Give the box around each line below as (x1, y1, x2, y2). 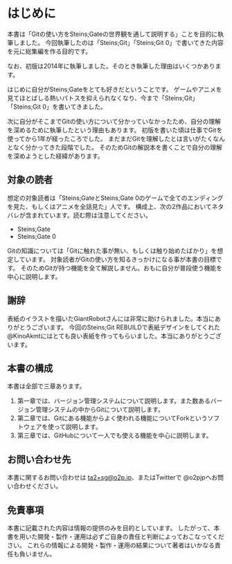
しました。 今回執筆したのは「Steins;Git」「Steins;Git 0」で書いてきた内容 (12, 38, 224, 46)
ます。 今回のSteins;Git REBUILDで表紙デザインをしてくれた (49, 322, 220, 331)
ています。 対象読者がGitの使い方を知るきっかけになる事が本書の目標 (19, 255, 216, 263)
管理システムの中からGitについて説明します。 (35, 406, 164, 414)
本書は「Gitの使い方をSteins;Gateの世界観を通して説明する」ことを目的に (7, 30, 218, 38)
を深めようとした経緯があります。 (7, 152, 104, 160)
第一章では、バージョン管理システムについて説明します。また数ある (17, 397, 211, 405)
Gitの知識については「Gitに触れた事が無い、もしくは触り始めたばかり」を (7, 246, 217, 255)
